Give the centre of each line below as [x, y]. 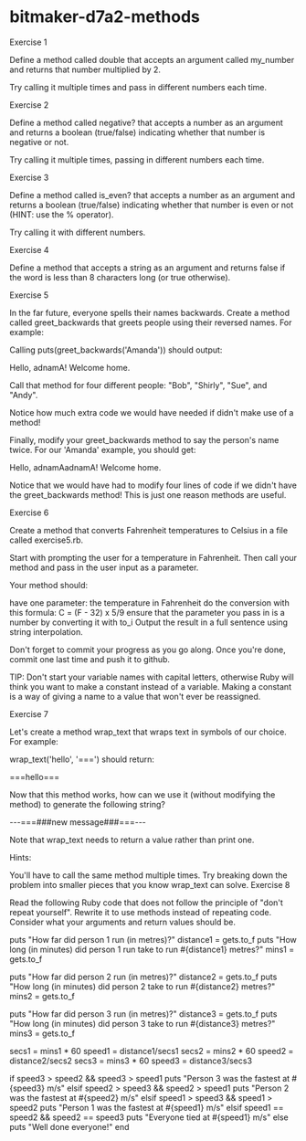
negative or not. [39, 142]
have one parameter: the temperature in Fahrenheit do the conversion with [149, 602]
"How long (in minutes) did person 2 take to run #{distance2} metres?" [142, 986]
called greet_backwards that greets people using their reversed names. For [151, 322]
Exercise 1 [28, 42]
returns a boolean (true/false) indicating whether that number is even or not [152, 205]
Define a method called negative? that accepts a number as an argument [146, 122]
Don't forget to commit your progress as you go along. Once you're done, [148, 650]
